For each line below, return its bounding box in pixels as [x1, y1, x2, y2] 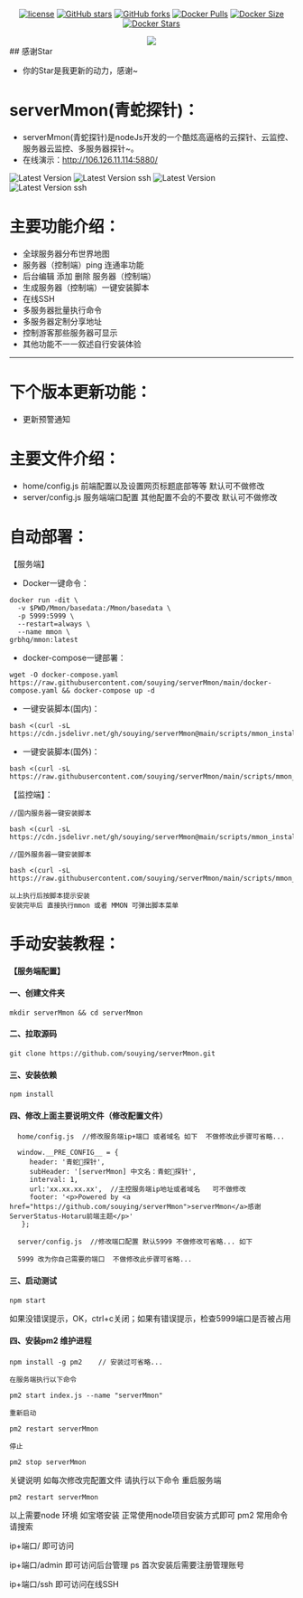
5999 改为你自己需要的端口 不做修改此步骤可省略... [17, 1255, 192, 1264]
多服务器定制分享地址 [22, 316, 102, 326]
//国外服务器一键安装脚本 [9, 850, 92, 859]
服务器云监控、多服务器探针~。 [22, 143, 140, 154]
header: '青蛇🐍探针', [29, 1158, 106, 1167]
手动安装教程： [9, 933, 121, 954]
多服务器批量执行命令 [22, 304, 102, 316]
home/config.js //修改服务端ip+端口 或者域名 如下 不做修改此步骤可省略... [17, 1132, 286, 1141]
